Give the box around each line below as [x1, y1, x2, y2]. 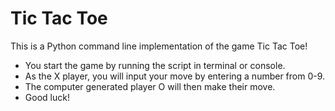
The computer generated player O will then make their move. [24, 80, 276, 92]
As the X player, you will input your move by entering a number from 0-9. [24, 70, 326, 82]
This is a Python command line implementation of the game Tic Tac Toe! [10, 40, 308, 52]
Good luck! [24, 91, 70, 103]
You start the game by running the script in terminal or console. [24, 59, 286, 71]
